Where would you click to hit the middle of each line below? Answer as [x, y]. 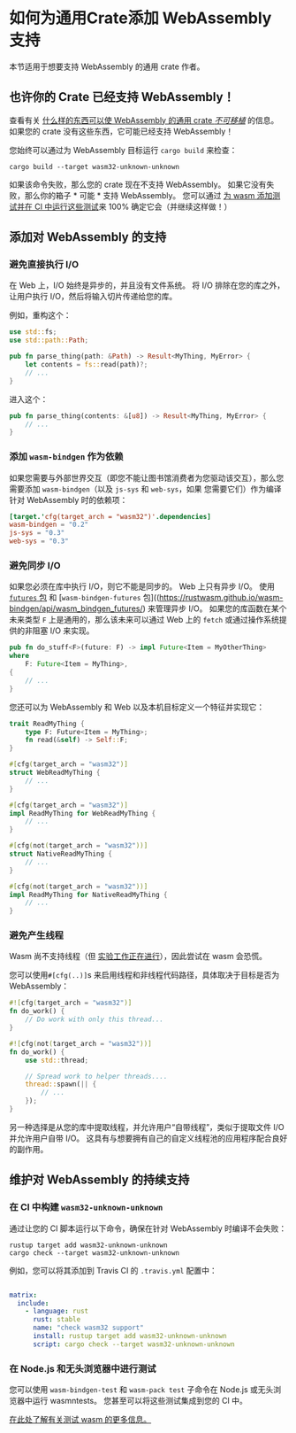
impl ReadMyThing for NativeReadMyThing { [88, 895]
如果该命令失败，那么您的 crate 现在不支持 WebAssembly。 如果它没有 [138, 184]
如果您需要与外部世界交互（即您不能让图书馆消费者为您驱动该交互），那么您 [147, 477]
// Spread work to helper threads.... [96, 1076]
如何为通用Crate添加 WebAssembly [140, 18]
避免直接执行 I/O [44, 265]
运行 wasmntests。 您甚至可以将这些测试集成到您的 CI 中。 [140, 1401]
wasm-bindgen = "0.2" [49, 525]
